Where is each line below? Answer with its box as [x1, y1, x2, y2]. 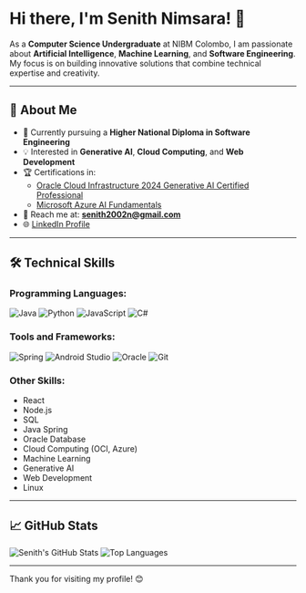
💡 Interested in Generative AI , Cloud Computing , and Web [22, 146, 244, 157]
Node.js [22, 405, 53, 416]
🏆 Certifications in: [22, 166, 97, 177]
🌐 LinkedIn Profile [22, 218, 91, 229]
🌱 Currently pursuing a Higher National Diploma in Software [22, 127, 250, 138]
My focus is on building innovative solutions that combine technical [9, 57, 261, 68]
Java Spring [22, 424, 68, 435]
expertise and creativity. [9, 68, 100, 78]
